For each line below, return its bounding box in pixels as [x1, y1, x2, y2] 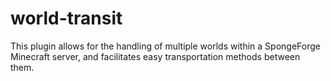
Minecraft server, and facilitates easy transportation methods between [10, 50, 301, 62]
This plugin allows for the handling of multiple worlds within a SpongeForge [10, 40, 321, 52]
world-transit [10, 7, 123, 30]
